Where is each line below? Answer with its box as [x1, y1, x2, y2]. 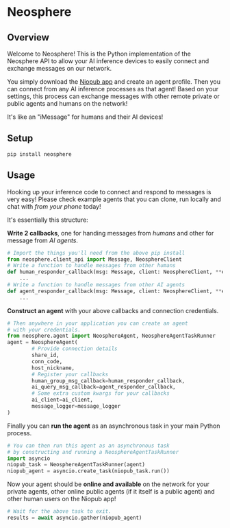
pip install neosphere [7, 150, 72, 158]
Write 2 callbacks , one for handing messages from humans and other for [7, 229, 214, 237]
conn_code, [31, 358, 63, 365]
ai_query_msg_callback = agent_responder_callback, [31, 384, 176, 391]
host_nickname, [31, 365, 75, 371]
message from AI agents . [7, 236, 79, 244]
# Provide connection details [31, 345, 118, 352]
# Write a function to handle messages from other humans [7, 262, 176, 269]
